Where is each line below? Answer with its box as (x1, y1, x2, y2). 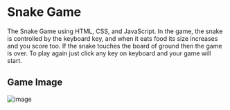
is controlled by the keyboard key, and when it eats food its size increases (7, 34, 218, 42)
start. (7, 56, 23, 64)
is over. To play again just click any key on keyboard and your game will (7, 49, 211, 57)
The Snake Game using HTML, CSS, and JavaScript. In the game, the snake (7, 27, 223, 35)
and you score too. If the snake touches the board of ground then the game (7, 42, 222, 50)
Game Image (7, 77, 63, 89)
